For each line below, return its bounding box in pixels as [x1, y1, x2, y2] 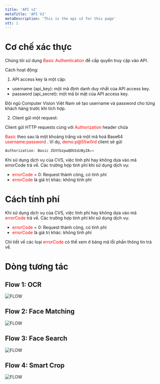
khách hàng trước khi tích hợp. [5, 105, 66, 112]
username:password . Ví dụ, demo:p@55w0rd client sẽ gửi [5, 139, 123, 145]
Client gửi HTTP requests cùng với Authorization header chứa [5, 124, 128, 130]
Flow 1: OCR [5, 280, 42, 289]
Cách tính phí [5, 194, 60, 205]
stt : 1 [5, 20, 18, 26]
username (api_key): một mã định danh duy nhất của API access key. [12, 86, 150, 92]
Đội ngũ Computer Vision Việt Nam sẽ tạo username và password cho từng [5, 100, 155, 106]
